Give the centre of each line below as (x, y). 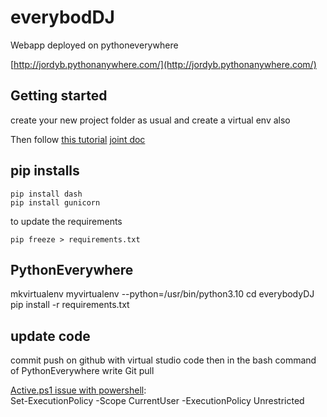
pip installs (45, 171)
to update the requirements (66, 221)
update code (50, 336)
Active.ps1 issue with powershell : (78, 390)
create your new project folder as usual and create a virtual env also (150, 120)
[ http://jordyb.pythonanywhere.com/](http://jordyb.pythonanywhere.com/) (163, 64)
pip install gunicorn (55, 202)
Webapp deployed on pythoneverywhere (94, 45)
